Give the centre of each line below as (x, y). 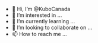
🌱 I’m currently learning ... (43, 21)
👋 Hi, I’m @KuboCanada (41, 9)
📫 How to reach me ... (39, 34)
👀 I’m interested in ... (37, 15)
